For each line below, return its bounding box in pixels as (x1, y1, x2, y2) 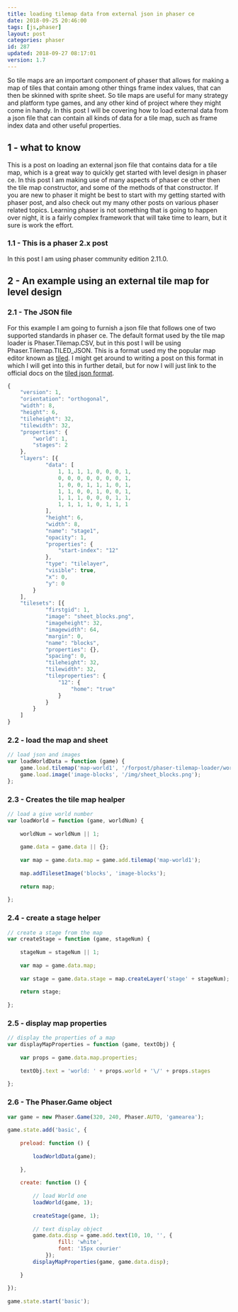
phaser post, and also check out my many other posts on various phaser (7, 198, 219, 206)
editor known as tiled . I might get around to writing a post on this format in (7, 354, 224, 362)
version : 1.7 (7, 57, 46, 64)
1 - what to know (7, 142, 81, 154)
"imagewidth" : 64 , (45, 626, 100, 633)
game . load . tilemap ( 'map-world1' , (20, 765, 119, 772)
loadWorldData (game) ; (33, 1153, 97, 1160)
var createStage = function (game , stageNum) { (7, 936, 151, 943)
